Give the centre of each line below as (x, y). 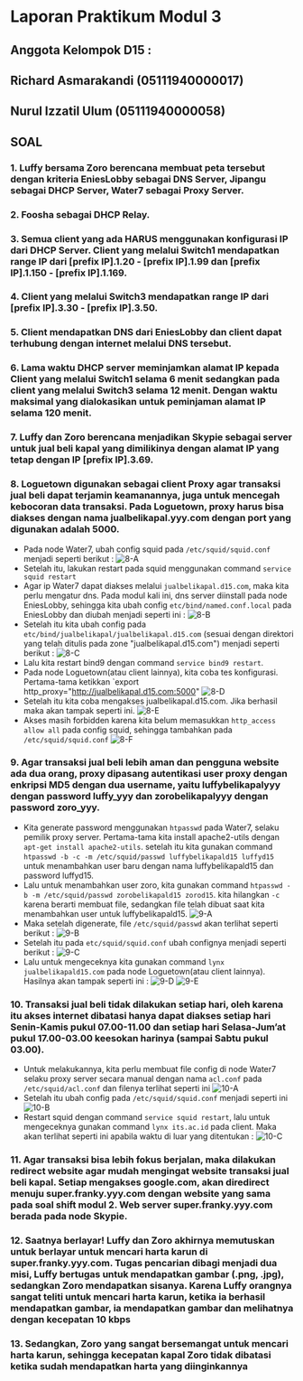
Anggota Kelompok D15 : (81, 50)
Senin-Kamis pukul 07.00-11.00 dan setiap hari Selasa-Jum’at (148, 1027)
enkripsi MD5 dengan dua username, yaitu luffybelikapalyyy (146, 785)
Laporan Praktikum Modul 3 (116, 17)
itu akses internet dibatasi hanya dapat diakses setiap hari (141, 1015)
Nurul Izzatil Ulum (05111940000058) (118, 112)
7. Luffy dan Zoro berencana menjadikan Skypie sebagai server (151, 437)
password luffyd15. (58, 875)
